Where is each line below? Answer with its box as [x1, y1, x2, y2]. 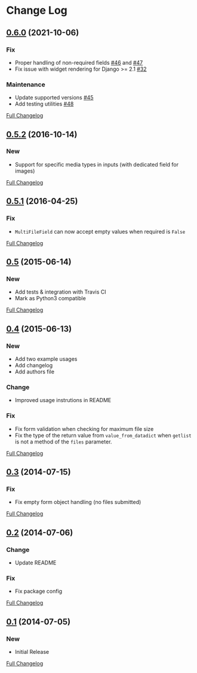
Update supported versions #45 [14, 94, 94, 101]
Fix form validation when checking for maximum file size [14, 425, 154, 432]
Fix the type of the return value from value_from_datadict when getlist [14, 431, 192, 439]
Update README [14, 559, 57, 566]
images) [14, 167, 35, 174]
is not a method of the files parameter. [14, 438, 112, 445]
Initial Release [14, 648, 50, 655]
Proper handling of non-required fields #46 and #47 [14, 59, 143, 66]
